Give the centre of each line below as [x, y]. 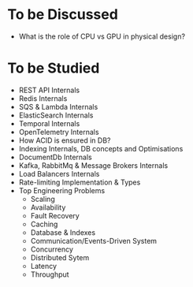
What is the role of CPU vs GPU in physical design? [102, 36]
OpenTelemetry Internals [59, 132]
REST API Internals [49, 90]
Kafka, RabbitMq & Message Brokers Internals [93, 165]
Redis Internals [43, 98]
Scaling [43, 199]
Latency [43, 266]
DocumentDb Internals [55, 157]
